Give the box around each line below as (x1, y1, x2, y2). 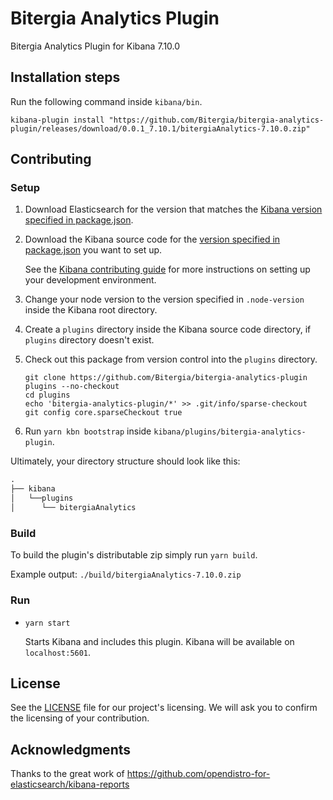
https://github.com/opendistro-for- (126, 768, 271, 780)
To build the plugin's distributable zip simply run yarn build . (10, 549, 258, 561)
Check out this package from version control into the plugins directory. (24, 353, 318, 366)
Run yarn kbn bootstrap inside (24, 425, 152, 437)
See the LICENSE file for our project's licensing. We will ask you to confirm (10, 702, 318, 714)
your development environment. (24, 274, 157, 286)
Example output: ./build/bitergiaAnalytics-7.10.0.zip (10, 568, 242, 581)
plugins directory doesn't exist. (24, 334, 155, 346)
